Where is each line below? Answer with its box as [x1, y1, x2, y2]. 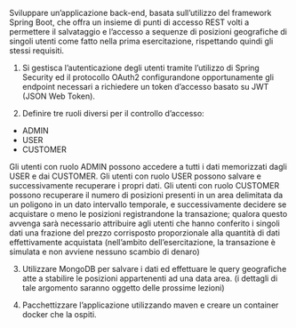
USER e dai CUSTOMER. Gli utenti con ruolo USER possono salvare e [9, 171, 262, 181]
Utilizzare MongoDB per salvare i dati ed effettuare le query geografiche [21, 264, 287, 274]
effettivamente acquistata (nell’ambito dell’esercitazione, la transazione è [9, 237, 276, 247]
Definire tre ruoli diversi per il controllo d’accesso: [21, 108, 204, 118]
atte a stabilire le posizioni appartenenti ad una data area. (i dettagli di [21, 273, 278, 284]
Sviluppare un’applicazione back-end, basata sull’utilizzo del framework [9, 8, 272, 18]
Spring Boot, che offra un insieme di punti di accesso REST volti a [9, 17, 250, 28]
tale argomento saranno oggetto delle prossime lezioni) [21, 283, 225, 292]
